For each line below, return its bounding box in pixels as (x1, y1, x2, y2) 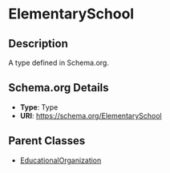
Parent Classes (8, 134, 86, 148)
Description (8, 37, 68, 50)
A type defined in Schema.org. (8, 58, 110, 67)
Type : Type (19, 102, 59, 112)
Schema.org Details (8, 81, 110, 95)
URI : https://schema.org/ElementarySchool (19, 111, 162, 120)
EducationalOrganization (19, 155, 102, 165)
